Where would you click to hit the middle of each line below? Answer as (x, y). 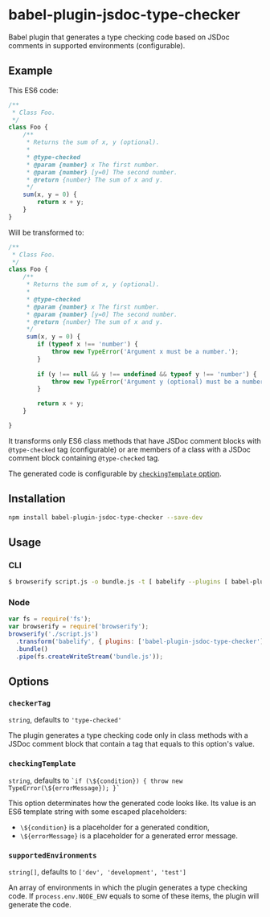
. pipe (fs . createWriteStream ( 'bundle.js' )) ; (89, 657)
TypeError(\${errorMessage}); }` (64, 788)
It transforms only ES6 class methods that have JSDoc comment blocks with (135, 440)
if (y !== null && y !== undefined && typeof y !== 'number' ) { (147, 374)
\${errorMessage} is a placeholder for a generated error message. (129, 835)
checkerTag (29, 703)
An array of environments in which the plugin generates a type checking (128, 887)
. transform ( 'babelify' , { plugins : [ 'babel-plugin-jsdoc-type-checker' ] (140, 642)
